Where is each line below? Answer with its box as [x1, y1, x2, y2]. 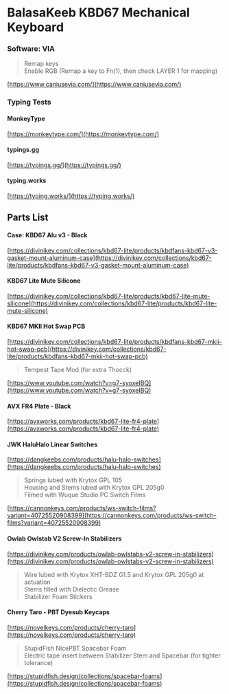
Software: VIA [7, 44, 55, 54]
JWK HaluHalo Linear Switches [7, 440, 98, 448]
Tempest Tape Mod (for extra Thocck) [23, 366, 132, 374]
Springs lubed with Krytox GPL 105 [23, 476, 123, 484]
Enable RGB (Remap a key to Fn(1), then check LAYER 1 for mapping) [23, 67, 218, 75]
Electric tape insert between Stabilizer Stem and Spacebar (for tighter [23, 651, 221, 660]
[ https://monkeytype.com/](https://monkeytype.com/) [7, 129, 160, 138]
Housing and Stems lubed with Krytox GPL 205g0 [23, 484, 165, 492]
